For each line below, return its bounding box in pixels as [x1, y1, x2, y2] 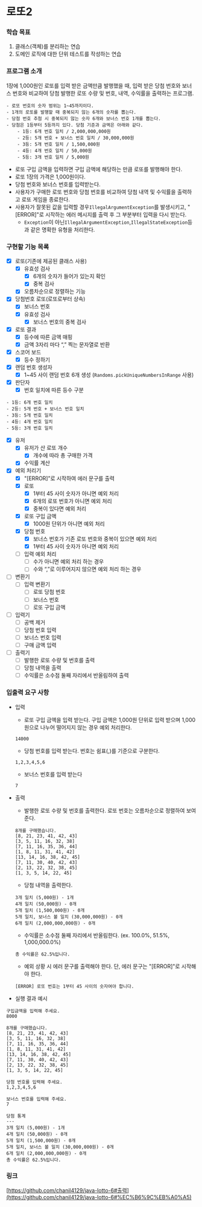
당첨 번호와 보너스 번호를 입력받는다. [14, 180, 101, 187]
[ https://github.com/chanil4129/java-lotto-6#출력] [6, 1186, 130, 1194]
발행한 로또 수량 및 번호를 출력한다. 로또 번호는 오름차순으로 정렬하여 [24, 807, 185, 814]
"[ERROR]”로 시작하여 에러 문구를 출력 [24, 475, 115, 482]
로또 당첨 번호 [33, 588, 66, 596]
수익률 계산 [24, 460, 50, 467]
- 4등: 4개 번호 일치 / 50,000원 [17, 148, 92, 154]
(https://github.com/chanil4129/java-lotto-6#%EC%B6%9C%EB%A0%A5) [6, 1193, 192, 1200]
